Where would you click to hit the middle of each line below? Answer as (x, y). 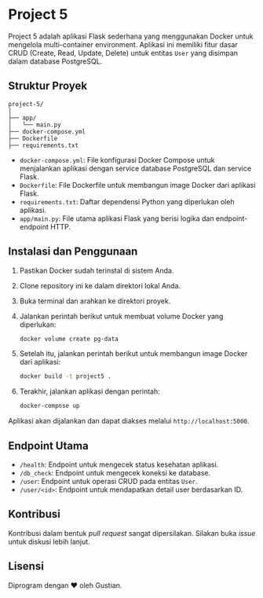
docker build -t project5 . (65, 376)
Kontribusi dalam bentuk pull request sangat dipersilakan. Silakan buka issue (132, 533)
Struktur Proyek (48, 86)
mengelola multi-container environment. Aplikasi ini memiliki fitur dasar (123, 44)
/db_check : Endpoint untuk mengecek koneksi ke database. (115, 473)
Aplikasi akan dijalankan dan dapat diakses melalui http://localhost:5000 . (129, 421)
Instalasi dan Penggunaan (73, 252)
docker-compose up (49, 406)
